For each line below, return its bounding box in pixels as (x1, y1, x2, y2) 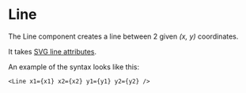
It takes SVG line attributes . (8, 46, 97, 56)
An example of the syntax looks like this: (8, 61, 140, 72)
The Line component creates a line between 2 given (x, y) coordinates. (8, 32, 239, 41)
